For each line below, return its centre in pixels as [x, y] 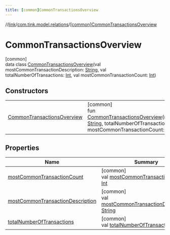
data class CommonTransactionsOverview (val [53, 64]
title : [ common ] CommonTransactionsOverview [52, 10]
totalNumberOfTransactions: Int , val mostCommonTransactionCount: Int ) [81, 75]
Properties [22, 148]
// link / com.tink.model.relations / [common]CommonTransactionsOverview [81, 24]
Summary [146, 162]
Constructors [27, 91]
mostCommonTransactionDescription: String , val [56, 69]
